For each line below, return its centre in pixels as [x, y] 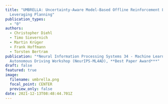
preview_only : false [31, 89]
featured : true [21, 70]
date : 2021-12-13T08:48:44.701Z [39, 93]
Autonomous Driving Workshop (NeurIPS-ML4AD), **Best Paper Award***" [85, 61]
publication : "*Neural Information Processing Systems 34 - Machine [78, 56]
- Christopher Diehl [31, 33]
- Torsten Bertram [29, 51]
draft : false [19, 65]
